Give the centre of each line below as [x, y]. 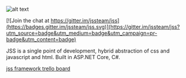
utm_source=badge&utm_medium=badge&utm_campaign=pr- [82, 33]
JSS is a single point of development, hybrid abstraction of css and [88, 51]
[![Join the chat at [28, 20]
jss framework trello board [38, 69]
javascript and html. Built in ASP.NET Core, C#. [63, 57]
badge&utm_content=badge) [41, 39]
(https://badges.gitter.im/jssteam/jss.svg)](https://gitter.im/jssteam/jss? [93, 27]
